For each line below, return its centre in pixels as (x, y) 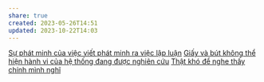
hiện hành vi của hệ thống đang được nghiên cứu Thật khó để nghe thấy (127, 61)
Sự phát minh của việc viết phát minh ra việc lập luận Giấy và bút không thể (132, 53)
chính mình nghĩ (35, 70)
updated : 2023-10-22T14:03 (53, 30)
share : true (28, 16)
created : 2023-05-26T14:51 (53, 23)
